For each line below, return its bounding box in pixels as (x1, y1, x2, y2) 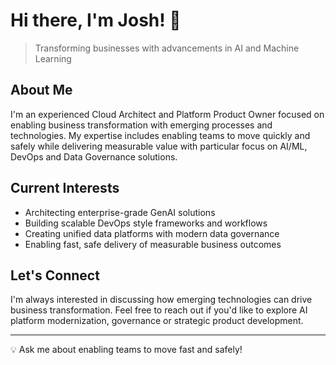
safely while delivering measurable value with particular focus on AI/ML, (10, 140, 308, 152)
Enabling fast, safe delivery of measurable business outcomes (24, 238, 282, 250)
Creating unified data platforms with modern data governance (24, 227, 280, 239)
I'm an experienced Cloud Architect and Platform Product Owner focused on (10, 108, 325, 120)
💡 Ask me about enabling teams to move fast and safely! (10, 344, 243, 356)
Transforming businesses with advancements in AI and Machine (34, 42, 300, 54)
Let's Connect (10, 267, 100, 284)
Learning (34, 52, 72, 64)
